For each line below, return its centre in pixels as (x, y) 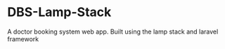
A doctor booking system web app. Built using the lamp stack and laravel (113, 31)
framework (23, 38)
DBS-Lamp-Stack (59, 12)
